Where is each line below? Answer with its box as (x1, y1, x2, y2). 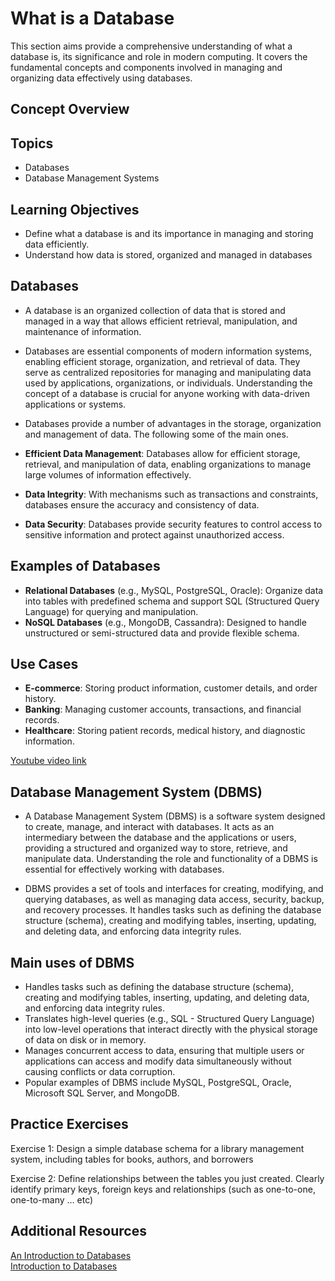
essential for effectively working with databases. (24, 863, 225, 876)
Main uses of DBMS (10, 954, 135, 971)
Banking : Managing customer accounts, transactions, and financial (24, 703, 302, 716)
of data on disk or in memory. (24, 1034, 147, 1046)
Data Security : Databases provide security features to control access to (24, 518, 323, 530)
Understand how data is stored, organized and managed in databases (24, 248, 313, 261)
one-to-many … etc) (10, 1193, 94, 1206)
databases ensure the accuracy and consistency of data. (24, 498, 260, 511)
